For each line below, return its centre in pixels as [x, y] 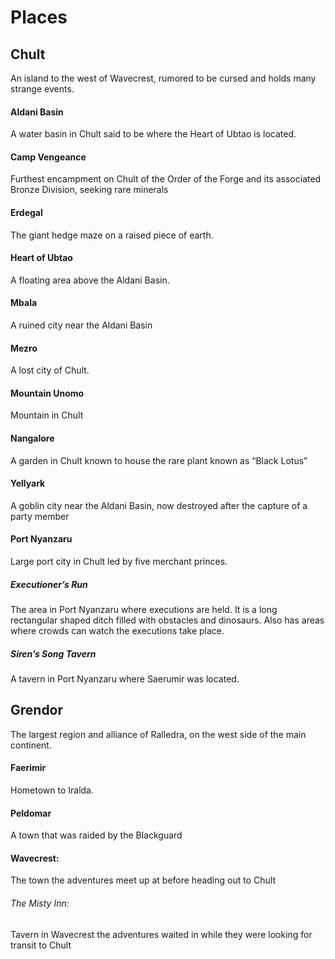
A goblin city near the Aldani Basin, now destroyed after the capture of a [159, 505]
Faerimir [28, 768]
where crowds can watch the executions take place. [117, 630]
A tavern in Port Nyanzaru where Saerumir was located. [125, 678]
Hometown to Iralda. [52, 790]
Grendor [37, 710]
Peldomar [31, 813]
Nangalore [32, 438]
